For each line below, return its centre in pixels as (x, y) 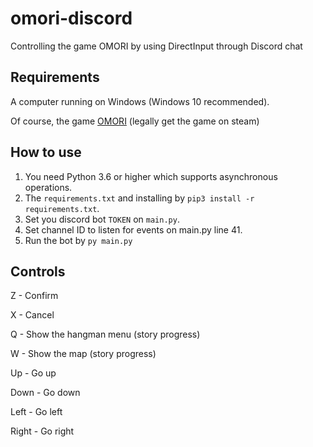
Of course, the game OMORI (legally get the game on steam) (135, 121)
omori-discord (71, 18)
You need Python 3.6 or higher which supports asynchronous (151, 176)
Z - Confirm (34, 296)
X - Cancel (32, 315)
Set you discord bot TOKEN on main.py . (102, 219)
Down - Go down (45, 393)
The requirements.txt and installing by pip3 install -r (139, 198)
